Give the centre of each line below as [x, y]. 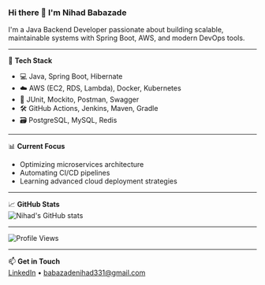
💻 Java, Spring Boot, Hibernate [71, 76]
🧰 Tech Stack [30, 61]
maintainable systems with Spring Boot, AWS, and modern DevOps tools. [127, 38]
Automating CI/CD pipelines [65, 173]
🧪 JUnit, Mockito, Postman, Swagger [79, 100]
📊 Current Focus [37, 146]
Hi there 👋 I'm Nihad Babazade [67, 13]
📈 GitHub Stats [34, 205]
